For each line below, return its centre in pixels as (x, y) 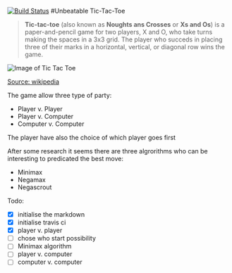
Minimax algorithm (44, 246)
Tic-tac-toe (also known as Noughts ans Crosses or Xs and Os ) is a (124, 24)
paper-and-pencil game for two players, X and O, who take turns (118, 32)
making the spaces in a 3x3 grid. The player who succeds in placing (123, 39)
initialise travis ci (42, 222)
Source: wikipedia (33, 82)
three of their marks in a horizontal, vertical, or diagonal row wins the (125, 47)
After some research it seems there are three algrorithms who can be (108, 151)
